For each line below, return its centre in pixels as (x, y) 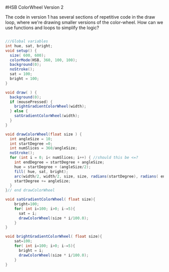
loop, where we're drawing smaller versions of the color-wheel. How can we (84, 22)
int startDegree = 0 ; (31, 144)
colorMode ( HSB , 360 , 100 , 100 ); (44, 60)
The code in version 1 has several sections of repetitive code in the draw (80, 17)
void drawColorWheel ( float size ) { (44, 134)
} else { (19, 111)
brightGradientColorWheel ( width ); (50, 107)
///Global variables (27, 41)
